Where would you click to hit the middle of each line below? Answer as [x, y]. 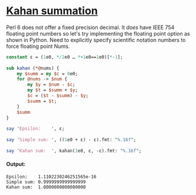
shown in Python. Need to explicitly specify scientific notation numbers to [96, 40]
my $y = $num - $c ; [52, 85]
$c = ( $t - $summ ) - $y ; [58, 96]
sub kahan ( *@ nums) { [33, 68]
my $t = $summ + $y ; [53, 90]
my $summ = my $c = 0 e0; [47, 73]
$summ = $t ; [42, 101]
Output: [16, 164]
